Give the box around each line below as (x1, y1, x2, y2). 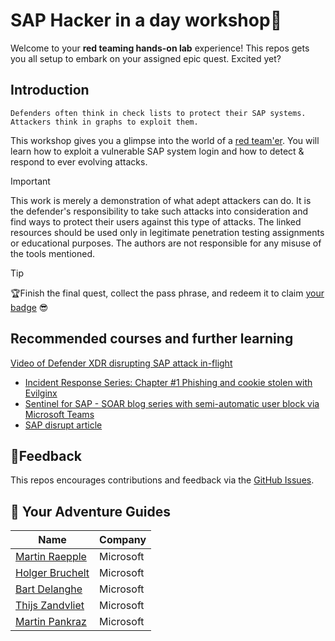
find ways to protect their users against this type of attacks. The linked (10, 215, 302, 228)
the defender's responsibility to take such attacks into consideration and (10, 205, 309, 217)
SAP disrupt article (24, 419, 103, 431)
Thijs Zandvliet (15, 599, 85, 613)
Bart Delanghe (15, 582, 83, 596)
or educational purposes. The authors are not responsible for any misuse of (10, 237, 322, 249)
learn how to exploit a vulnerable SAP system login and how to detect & (10, 145, 305, 157)
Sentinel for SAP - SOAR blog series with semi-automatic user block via (24, 397, 320, 409)
